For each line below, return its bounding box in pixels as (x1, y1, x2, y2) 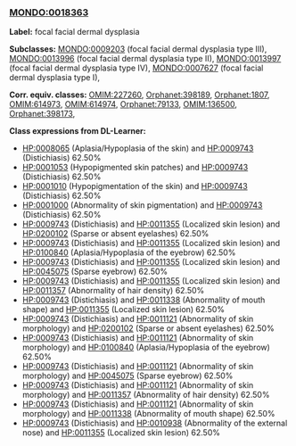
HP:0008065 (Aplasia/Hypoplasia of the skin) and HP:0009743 (21, 143, 254, 153)
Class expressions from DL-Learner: (9, 126, 146, 136)
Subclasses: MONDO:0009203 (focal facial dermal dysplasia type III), (9, 44, 267, 54)
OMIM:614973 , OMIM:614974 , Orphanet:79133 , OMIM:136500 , (9, 99, 238, 110)
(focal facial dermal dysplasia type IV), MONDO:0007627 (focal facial (9, 62, 264, 73)
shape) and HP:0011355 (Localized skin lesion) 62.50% (21, 304, 226, 315)
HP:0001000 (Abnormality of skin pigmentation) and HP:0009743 (21, 200, 263, 211)
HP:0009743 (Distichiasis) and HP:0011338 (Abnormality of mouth (21, 294, 266, 305)
